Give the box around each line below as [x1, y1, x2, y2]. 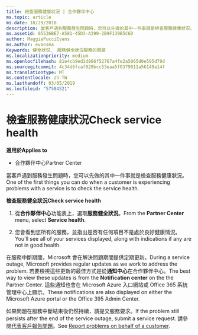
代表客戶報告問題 [11, 322, 53, 329]
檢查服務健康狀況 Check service [6, 113, 161, 127]
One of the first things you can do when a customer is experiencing [6, 178, 170, 186]
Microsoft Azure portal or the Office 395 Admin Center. [6, 295, 140, 302]
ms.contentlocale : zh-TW [6, 75, 67, 81]
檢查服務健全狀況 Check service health [6, 197, 102, 204]
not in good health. [14, 241, 61, 248]
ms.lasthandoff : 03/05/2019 [6, 81, 76, 87]
